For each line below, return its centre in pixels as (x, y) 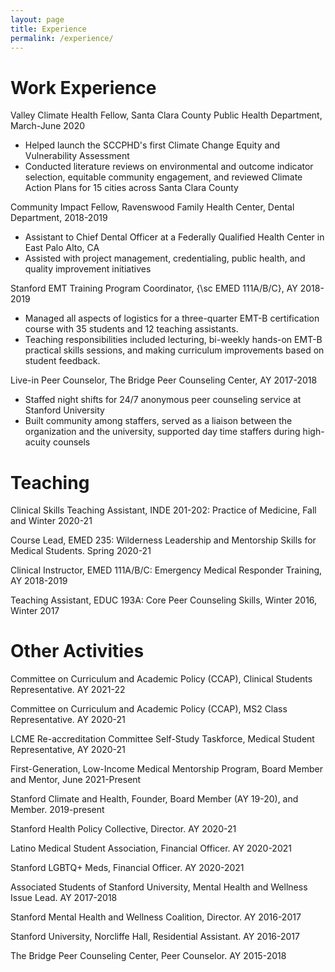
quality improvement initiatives (88, 269)
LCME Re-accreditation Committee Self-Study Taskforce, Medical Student (162, 739)
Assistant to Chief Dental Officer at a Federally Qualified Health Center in (174, 237)
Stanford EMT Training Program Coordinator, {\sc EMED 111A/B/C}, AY (154, 288)
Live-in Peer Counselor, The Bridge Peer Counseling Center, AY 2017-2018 (164, 380)
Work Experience (83, 87)
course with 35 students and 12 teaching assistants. (131, 329)
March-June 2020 (48, 126)
